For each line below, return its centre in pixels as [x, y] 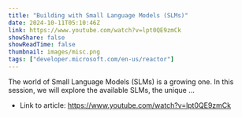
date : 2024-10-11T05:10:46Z [54, 23]
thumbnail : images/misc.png [54, 52]
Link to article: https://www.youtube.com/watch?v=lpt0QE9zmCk [125, 105]
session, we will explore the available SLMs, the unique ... [102, 90]
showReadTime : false [42, 45]
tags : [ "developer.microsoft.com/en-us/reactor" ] [91, 60]
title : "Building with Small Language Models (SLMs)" [99, 15]
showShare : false [37, 37]
